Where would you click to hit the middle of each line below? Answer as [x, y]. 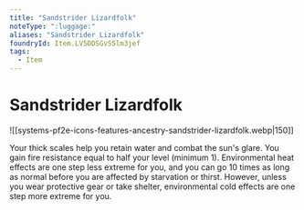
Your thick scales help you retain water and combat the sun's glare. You [145, 147]
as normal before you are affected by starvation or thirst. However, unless [148, 176]
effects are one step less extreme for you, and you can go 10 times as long [150, 167]
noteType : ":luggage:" [52, 26]
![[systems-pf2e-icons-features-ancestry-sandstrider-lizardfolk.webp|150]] [152, 130]
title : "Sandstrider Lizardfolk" [73, 18]
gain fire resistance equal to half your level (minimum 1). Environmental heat [152, 157]
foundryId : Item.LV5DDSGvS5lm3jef [75, 43]
